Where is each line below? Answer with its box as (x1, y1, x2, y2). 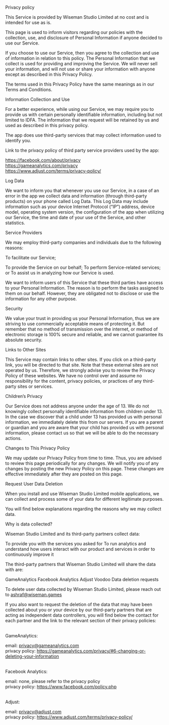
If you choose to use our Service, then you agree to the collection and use (5, 50, 159, 56)
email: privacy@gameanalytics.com (5, 642, 79, 649)
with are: (5, 567, 24, 573)
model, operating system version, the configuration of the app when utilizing (5, 209, 164, 215)
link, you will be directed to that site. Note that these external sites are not (5, 362, 158, 368)
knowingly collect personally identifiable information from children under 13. (5, 409, 163, 414)
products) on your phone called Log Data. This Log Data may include (5, 198, 149, 204)
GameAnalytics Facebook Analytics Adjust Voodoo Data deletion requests (5, 577, 159, 582)
